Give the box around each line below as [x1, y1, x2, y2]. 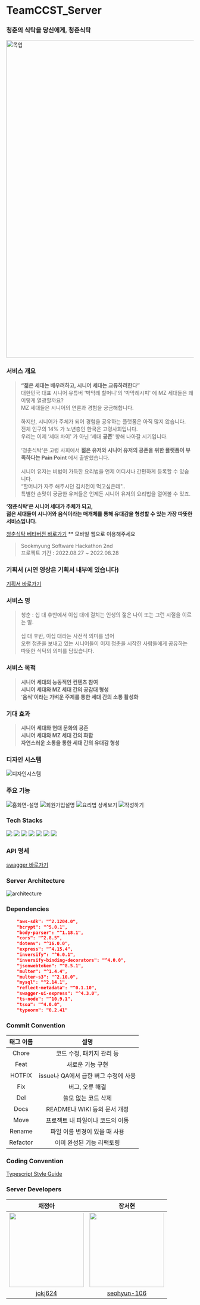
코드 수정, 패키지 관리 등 [55, 1049, 119, 1057]
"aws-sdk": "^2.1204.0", [17, 918, 79, 924]
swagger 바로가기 [6, 861, 49, 868]
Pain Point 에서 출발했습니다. [41, 454, 110, 461]
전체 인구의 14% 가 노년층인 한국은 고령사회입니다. [20, 425, 138, 432]
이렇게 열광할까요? [20, 397, 64, 404]
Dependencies [6, 905, 49, 913]
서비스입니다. [6, 518, 37, 525]
